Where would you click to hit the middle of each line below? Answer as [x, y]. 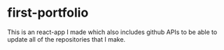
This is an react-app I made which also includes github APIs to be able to [112, 32]
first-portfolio [48, 13]
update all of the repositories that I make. [66, 39]
